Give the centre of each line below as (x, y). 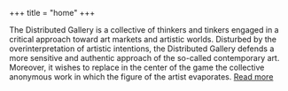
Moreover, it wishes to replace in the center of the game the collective (137, 67)
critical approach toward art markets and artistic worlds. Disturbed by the (143, 39)
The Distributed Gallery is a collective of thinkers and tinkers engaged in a (144, 30)
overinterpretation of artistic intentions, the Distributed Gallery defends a (142, 49)
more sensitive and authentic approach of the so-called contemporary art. (144, 58)
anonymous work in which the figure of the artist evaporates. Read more (141, 77)
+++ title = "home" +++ (52, 13)
